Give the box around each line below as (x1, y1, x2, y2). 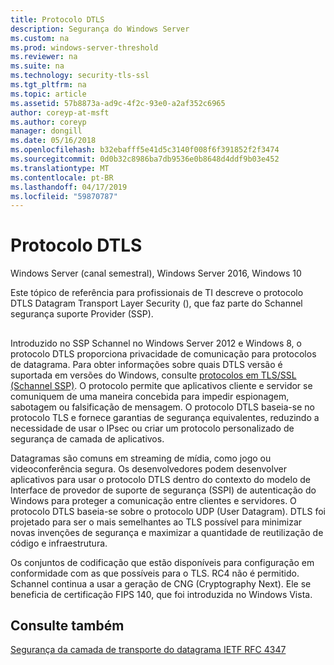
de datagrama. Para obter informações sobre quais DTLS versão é (10, 358, 283, 370)
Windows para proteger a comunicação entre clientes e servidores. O (10, 494, 297, 506)
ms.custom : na (10, 33, 70, 43)
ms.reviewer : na (10, 52, 78, 62)
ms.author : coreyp (10, 117, 87, 127)
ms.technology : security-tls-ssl (10, 71, 150, 81)
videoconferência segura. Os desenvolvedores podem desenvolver (10, 462, 287, 475)
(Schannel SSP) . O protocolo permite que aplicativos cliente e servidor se (10, 379, 313, 391)
